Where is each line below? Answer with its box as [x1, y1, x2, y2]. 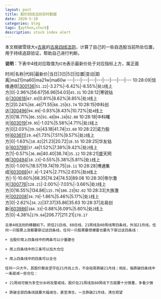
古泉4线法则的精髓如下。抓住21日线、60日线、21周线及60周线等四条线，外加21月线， [5, 223, 153, 227]
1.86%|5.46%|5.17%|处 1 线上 [42, 194, 99, 199]
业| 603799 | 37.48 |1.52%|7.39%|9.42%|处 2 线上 [5, 145, 98, 150]
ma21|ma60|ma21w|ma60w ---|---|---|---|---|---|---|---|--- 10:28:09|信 [10, 77, 156, 83]
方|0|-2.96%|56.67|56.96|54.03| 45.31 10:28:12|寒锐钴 [5, 89, 113, 95]
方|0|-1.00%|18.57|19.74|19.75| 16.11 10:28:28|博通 [5, 163, 106, 169]
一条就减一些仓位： [5, 271, 38, 276]
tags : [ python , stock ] [5, 25, 49, 30]
